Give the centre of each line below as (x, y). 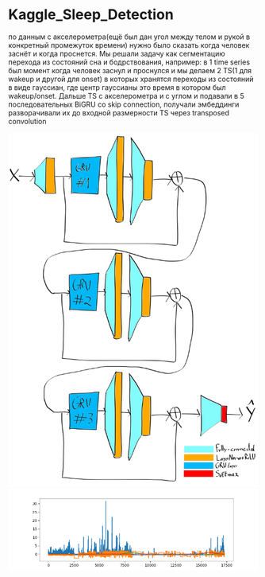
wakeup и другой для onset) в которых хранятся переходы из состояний (131, 79)
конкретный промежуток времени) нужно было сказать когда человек (129, 45)
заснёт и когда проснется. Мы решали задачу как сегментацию (117, 53)
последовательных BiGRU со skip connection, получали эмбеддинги (124, 104)
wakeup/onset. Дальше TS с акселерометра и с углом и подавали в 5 (126, 96)
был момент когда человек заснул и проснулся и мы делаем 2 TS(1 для (130, 70)
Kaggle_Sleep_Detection (91, 15)
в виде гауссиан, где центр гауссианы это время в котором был (117, 87)
